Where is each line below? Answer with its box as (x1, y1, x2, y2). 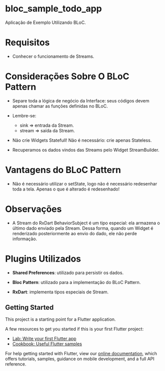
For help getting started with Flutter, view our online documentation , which (5, 351, 158, 357)
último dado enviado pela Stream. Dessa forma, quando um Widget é (12, 225, 154, 231)
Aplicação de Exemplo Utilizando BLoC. (5, 19, 86, 25)
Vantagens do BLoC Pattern (5, 165, 121, 176)
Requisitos (5, 37, 50, 48)
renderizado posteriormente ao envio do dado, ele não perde (12, 230, 137, 236)
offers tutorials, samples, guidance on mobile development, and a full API (5, 356, 155, 362)
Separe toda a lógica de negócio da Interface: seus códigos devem (12, 97, 150, 103)
